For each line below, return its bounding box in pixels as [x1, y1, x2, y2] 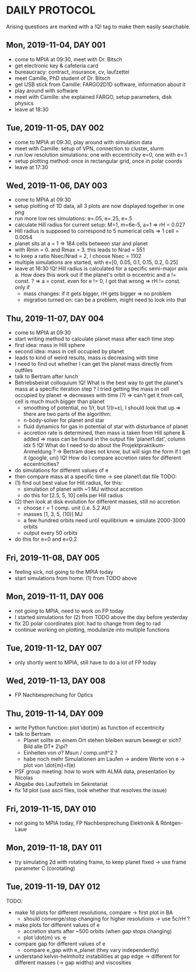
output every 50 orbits [23, 530, 78, 537]
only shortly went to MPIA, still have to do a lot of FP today [14, 659, 157, 666]
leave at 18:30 [14, 105, 49, 113]
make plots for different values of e [14, 921, 100, 928]
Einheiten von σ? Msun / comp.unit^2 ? [23, 749, 118, 756]
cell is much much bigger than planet [14, 398, 105, 405]
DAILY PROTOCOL [6, 4, 96, 17]
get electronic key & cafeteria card [14, 62, 99, 69]
